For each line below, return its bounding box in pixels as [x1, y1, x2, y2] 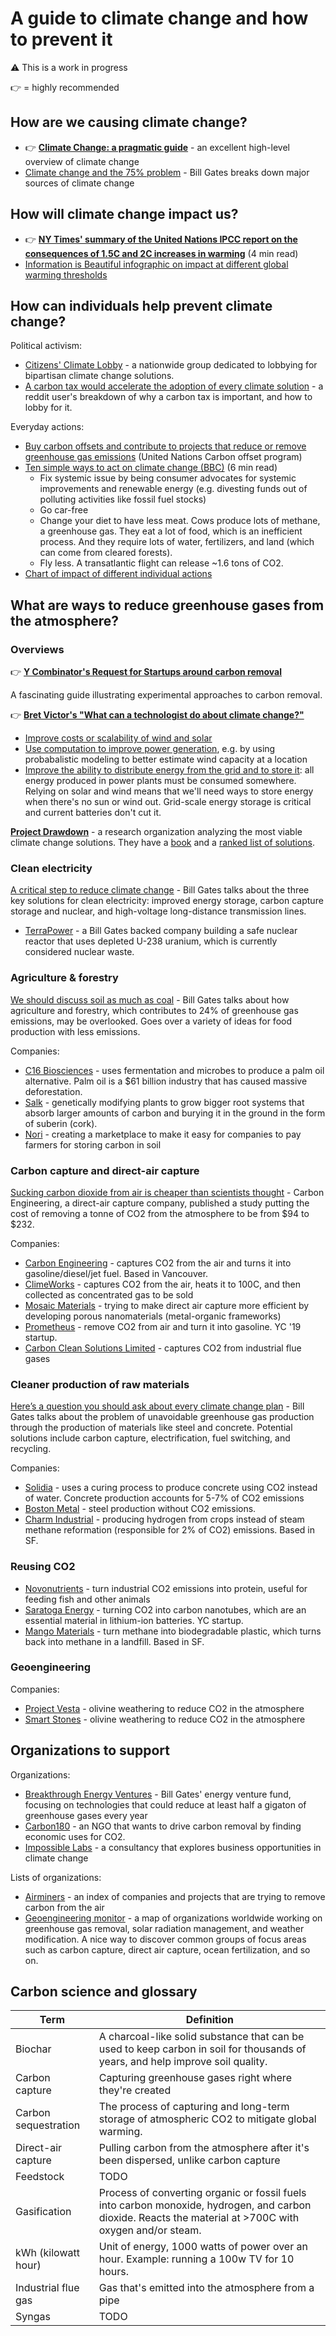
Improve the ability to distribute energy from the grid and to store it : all [24, 764, 315, 776]
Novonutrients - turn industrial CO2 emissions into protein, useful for [24, 1582, 308, 1594]
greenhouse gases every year [24, 1809, 148, 1821]
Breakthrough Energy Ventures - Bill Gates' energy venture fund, [24, 1788, 292, 1800]
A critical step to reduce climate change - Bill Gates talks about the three [10, 884, 310, 896]
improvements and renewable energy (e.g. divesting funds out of [39, 483, 308, 495]
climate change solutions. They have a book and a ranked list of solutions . [10, 837, 316, 849]
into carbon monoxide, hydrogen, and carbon [98, 2198, 312, 2212]
